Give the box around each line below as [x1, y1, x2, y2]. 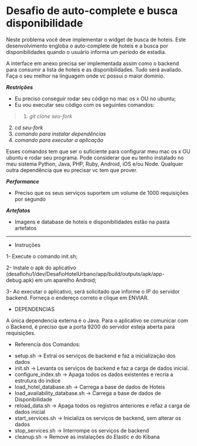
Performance [6, 178, 39, 185]
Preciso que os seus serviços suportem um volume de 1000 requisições [14, 189, 189, 196]
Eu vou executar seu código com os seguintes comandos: [14, 101, 155, 108]
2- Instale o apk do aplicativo [6, 264, 76, 271]
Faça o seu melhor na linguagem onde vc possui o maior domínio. [6, 72, 165, 79]
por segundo [14, 195, 46, 202]
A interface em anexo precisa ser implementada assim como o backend [6, 60, 179, 67]
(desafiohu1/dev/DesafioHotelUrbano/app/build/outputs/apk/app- [6, 270, 165, 277]
